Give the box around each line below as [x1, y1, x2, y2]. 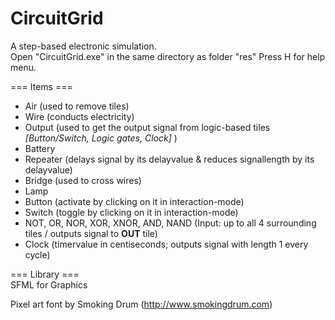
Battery [24, 142, 56, 154]
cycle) [24, 248, 51, 261]
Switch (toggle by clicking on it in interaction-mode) [24, 206, 239, 218]
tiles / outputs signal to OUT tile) [24, 227, 158, 239]
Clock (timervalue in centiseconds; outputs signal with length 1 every [24, 238, 309, 250]
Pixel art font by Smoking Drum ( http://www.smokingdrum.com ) [10, 298, 273, 310]
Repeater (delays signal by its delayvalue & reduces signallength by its [24, 153, 315, 165]
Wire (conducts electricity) [24, 110, 135, 122]
